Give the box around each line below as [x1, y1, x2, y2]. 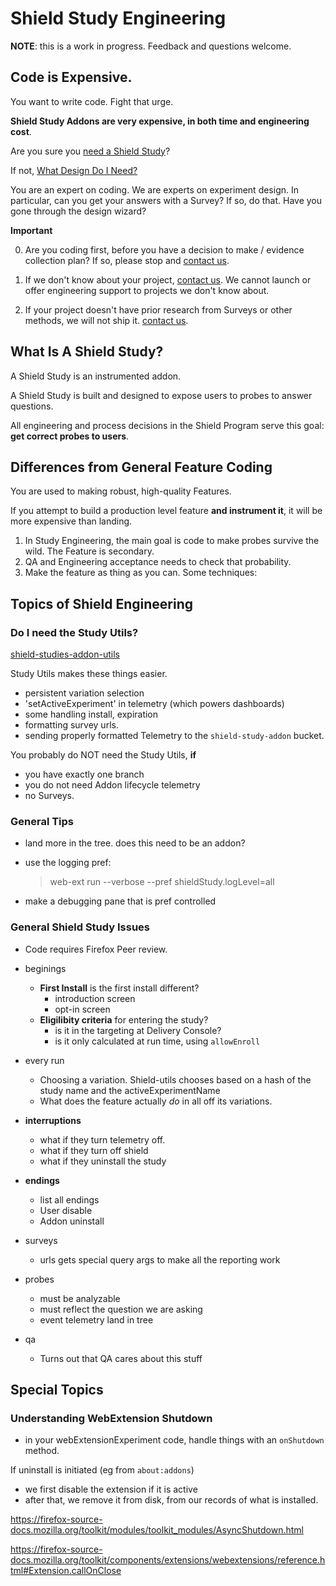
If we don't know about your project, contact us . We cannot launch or [24, 273, 312, 286]
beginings [24, 962, 67, 974]
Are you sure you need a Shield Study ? [10, 145, 171, 157]
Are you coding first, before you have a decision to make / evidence [24, 243, 305, 256]
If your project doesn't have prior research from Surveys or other [24, 303, 293, 316]
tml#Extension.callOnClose [10, 1565, 122, 1577]
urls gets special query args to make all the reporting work [39, 1253, 281, 1266]
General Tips [10, 814, 75, 828]
